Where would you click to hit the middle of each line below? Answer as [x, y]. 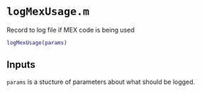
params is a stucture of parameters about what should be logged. [101, 82]
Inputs [21, 65]
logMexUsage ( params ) [37, 43]
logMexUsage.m [48, 12]
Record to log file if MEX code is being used [71, 30]
